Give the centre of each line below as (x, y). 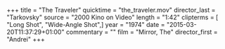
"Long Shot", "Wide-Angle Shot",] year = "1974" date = (86, 24)
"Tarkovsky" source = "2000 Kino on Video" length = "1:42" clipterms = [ (112, 17)
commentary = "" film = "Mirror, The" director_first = (142, 32)
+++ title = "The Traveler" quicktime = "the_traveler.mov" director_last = (111, 10)
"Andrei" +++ (26, 39)
